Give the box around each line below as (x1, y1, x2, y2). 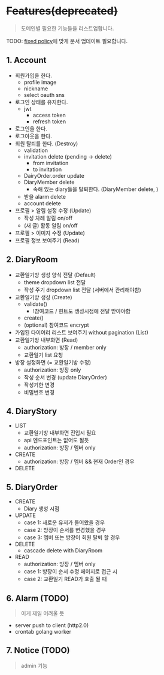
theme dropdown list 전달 (23, 278, 86, 285)
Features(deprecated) (6, 4, 118, 18)
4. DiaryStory (6, 406, 57, 416)
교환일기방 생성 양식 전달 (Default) (14, 271, 96, 278)
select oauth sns (23, 91, 65, 98)
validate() (23, 300, 48, 308)
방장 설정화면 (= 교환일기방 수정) (14, 358, 92, 366)
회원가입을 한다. (14, 72, 52, 79)
